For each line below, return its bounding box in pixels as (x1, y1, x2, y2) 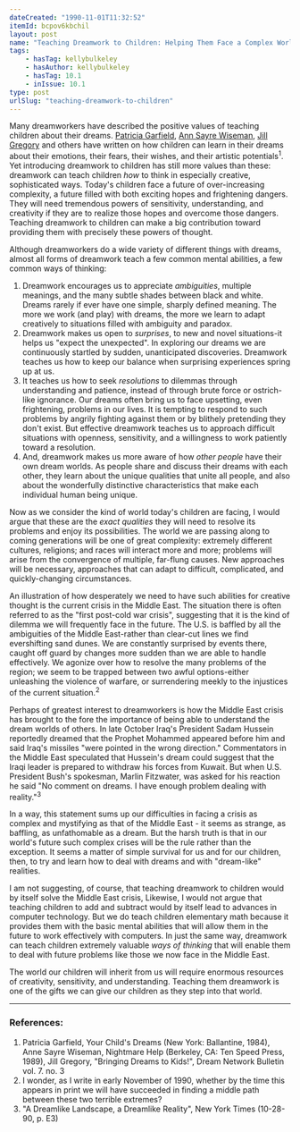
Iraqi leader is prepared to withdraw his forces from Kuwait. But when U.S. (9, 761, 282, 772)
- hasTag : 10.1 (25, 72, 82, 80)
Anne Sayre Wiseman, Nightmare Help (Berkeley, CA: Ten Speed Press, (21, 1046, 286, 1057)
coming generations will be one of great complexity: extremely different (9, 536, 272, 546)
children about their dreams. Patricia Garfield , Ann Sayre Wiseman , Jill (9, 131, 268, 141)
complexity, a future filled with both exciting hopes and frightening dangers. (9, 189, 288, 199)
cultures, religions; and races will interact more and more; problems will (9, 545, 272, 555)
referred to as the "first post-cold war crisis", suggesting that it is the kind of (9, 610, 290, 621)
